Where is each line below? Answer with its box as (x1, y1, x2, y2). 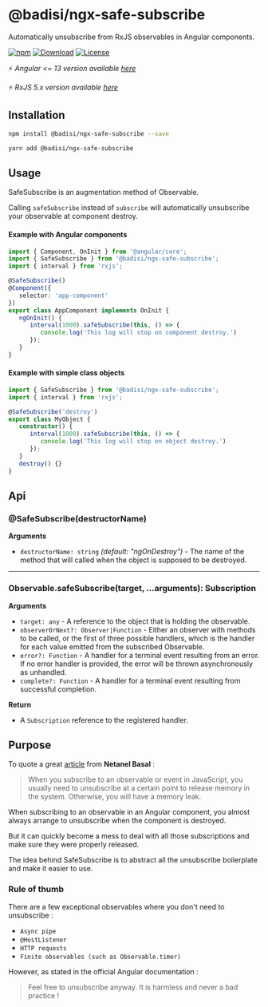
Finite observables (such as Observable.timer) (19, 953, 181, 961)
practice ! (27, 990, 60, 1000)
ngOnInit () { (18, 314, 62, 322)
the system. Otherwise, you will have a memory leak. (27, 792, 202, 802)
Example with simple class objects (8, 368, 125, 378)
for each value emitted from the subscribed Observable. (19, 641, 205, 652)
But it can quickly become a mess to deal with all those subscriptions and (8, 831, 250, 841)
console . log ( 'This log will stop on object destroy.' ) (40, 438, 227, 446)
